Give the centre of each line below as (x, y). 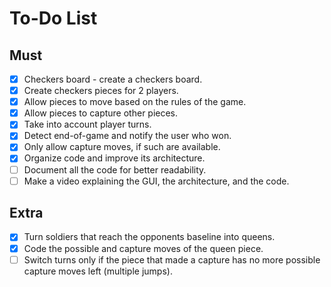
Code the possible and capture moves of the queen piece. (143, 248)
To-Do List (53, 18)
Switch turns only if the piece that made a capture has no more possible (172, 259)
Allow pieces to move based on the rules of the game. (135, 102)
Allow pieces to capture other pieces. (101, 113)
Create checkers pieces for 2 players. (101, 91)
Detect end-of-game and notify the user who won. (127, 136)
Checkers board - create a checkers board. (113, 79)
